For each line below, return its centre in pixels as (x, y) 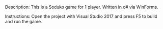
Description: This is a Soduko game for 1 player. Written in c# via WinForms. (82, 7)
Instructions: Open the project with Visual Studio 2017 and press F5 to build (81, 16)
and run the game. (24, 22)
